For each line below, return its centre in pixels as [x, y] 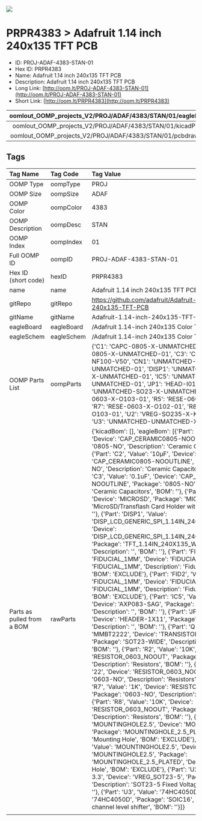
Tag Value [106, 174]
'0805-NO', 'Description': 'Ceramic [142, 446]
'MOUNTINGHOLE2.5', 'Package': [139, 754]
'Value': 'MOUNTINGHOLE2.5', [135, 746]
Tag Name [24, 174]
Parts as [21, 611]
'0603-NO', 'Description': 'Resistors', [145, 679]
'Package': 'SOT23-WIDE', [130, 641]
